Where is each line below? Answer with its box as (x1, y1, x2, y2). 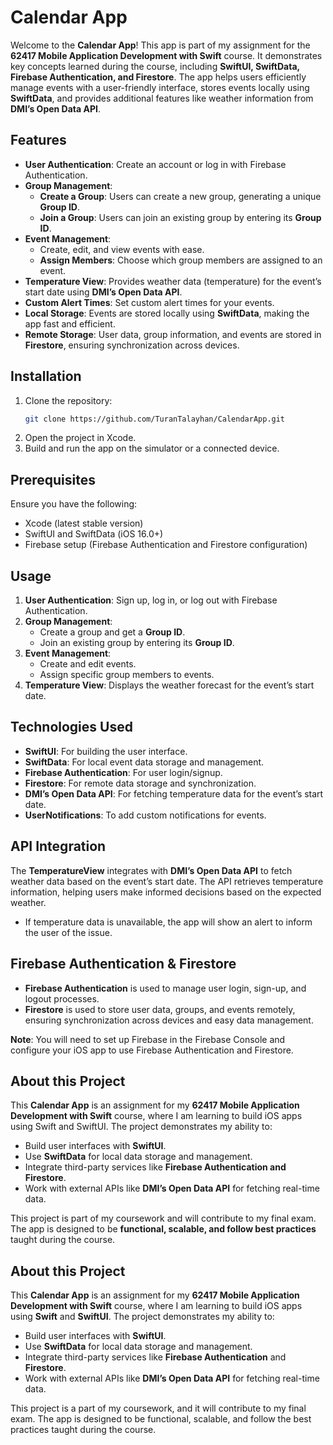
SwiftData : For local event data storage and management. (24, 756, 265, 768)
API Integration (10, 838, 107, 855)
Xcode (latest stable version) (24, 517, 144, 530)
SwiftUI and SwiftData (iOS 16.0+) (24, 528, 164, 540)
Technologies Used (10, 719, 133, 736)
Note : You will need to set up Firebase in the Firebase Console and (10, 1033, 286, 1045)
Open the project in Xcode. (24, 432, 137, 444)
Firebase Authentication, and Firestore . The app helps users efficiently (10, 71, 307, 83)
